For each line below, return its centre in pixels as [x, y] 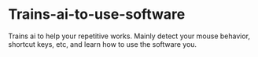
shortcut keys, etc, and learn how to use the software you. [103, 44]
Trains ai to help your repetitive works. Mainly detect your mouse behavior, [129, 36]
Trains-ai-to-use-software [97, 14]
